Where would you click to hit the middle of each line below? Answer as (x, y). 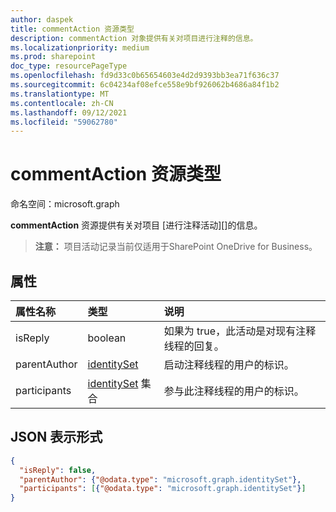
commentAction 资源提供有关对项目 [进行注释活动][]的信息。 (136, 225)
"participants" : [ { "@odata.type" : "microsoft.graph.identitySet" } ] (163, 489)
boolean (107, 338)
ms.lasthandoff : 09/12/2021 (69, 112)
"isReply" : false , (58, 470)
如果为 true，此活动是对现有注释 (240, 331)
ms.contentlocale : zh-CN (62, 103)
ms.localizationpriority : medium (80, 47)
